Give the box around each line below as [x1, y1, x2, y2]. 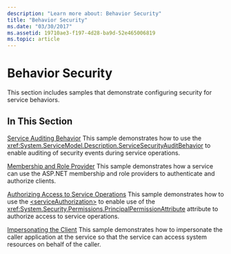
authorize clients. [7, 177, 57, 185]
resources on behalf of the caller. [7, 240, 101, 248]
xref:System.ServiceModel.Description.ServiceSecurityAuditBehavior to [7, 141, 211, 149]
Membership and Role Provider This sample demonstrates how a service [7, 162, 214, 170]
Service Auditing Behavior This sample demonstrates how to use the [7, 134, 202, 142]
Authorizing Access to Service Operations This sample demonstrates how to [7, 190, 224, 198]
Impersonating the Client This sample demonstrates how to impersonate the [7, 225, 223, 233]
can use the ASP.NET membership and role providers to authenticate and [7, 169, 215, 177]
